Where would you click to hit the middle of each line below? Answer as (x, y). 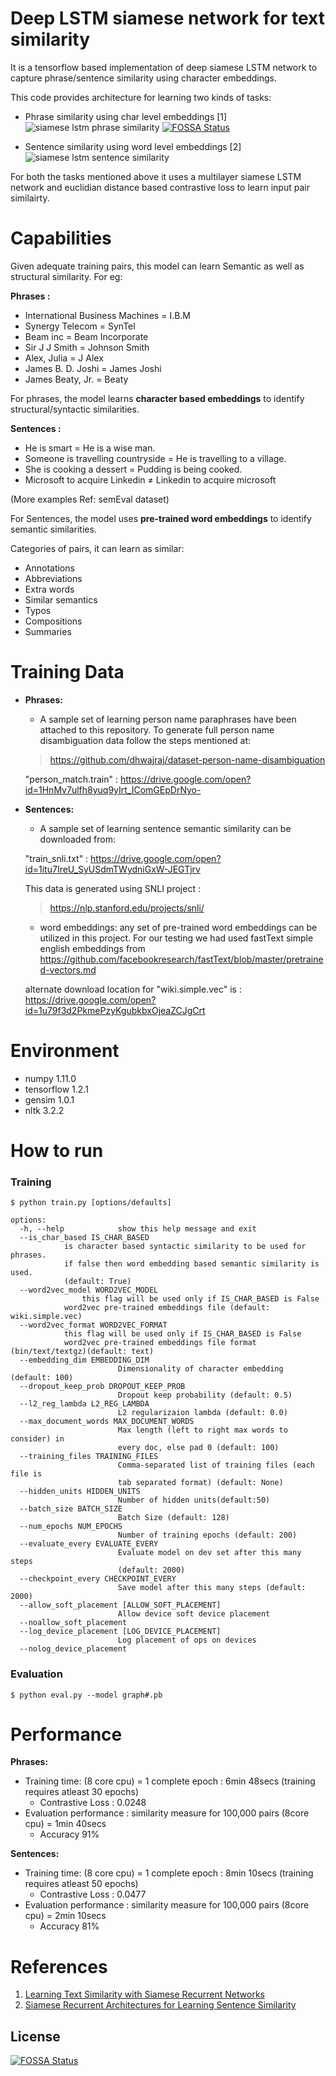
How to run (57, 1150)
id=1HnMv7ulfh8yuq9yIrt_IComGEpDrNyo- (113, 789)
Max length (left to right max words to (202, 1430)
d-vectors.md (68, 969)
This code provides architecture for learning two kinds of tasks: (141, 97)
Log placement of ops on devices (187, 1640)
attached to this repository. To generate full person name (157, 729)
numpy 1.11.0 (50, 1078)
